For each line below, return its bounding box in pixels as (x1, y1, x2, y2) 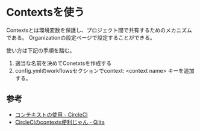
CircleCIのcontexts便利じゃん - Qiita (14, 118, 105, 126)
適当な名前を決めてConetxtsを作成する (14, 59, 112, 67)
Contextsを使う (6, 5, 85, 19)
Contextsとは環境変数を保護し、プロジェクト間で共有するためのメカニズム (6, 26, 192, 34)
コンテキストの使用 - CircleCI (14, 111, 88, 118)
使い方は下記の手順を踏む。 (6, 46, 75, 54)
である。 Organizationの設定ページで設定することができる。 (6, 34, 155, 41)
